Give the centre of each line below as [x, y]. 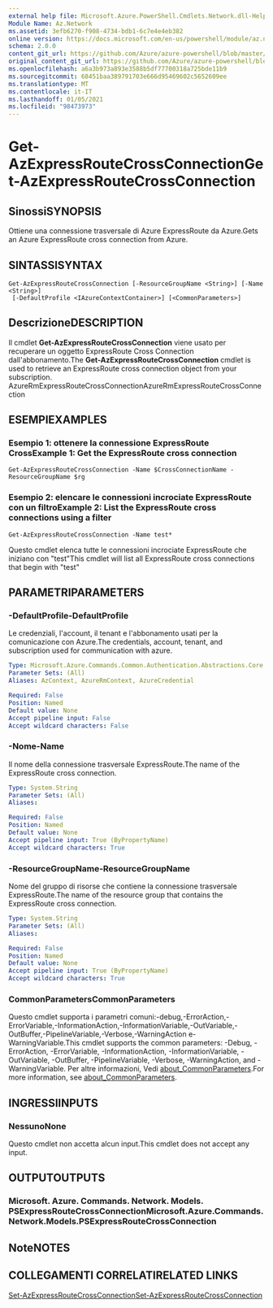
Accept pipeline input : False [60, 718]
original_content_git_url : [54, 62]
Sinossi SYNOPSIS [55, 211]
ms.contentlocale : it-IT [50, 91]
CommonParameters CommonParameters [92, 999]
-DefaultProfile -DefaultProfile [68, 616]
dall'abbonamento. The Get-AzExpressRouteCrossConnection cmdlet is [130, 359]
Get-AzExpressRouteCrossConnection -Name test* [91, 534]
